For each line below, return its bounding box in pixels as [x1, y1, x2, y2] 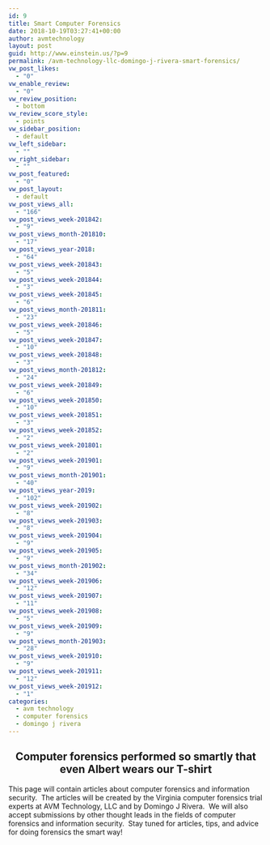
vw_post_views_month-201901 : [8, 472, 107, 480]
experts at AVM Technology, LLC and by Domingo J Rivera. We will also [8, 801, 249, 811]
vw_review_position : [8, 95, 78, 103]
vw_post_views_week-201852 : [8, 426, 103, 434]
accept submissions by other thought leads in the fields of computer [8, 809, 236, 819]
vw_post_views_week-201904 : [8, 531, 103, 540]
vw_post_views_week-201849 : [8, 381, 103, 389]
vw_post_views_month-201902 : [8, 561, 107, 570]
